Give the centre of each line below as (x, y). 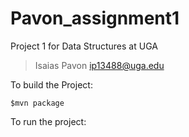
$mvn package (37, 103)
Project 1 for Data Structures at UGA (84, 46)
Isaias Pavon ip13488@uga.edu (99, 65)
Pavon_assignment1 (95, 18)
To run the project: (48, 121)
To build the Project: (51, 84)
